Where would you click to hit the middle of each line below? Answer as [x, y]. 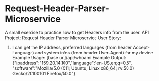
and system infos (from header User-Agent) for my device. [95, 53]
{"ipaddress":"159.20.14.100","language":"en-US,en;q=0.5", [72, 63]
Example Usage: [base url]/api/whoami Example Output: [69, 57]
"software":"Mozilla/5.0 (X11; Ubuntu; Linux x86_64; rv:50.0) [73, 68]
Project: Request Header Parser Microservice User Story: [63, 38]
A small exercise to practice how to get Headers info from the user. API [77, 32]
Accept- [142, 47]
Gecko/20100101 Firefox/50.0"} [44, 73]
